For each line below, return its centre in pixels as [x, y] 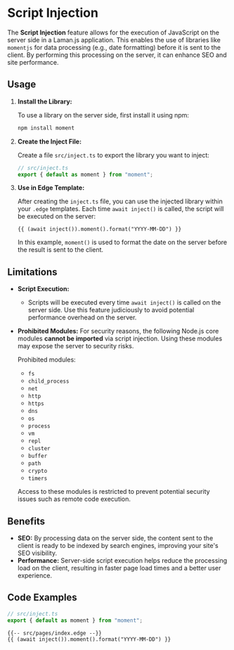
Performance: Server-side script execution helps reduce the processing [122, 560]
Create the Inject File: [50, 141]
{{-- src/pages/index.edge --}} [54, 633]
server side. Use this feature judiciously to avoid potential [111, 310]
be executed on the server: [57, 217]
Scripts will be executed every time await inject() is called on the [124, 302]
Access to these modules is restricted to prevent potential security [113, 492]
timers [38, 479]
